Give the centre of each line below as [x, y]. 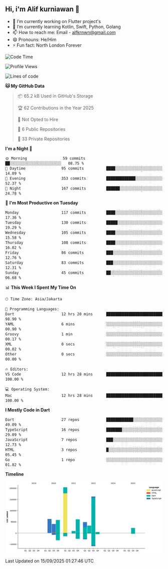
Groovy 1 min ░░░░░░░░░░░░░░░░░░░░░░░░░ [84, 334]
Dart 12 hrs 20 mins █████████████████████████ [84, 314]
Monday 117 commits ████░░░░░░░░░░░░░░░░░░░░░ [84, 213]
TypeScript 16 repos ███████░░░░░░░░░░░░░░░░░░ [84, 430]
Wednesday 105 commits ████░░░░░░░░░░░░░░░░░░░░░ [84, 233]
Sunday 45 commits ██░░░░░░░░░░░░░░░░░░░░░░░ [84, 273]
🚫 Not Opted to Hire [38, 119]
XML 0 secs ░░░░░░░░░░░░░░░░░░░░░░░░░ [84, 344]
